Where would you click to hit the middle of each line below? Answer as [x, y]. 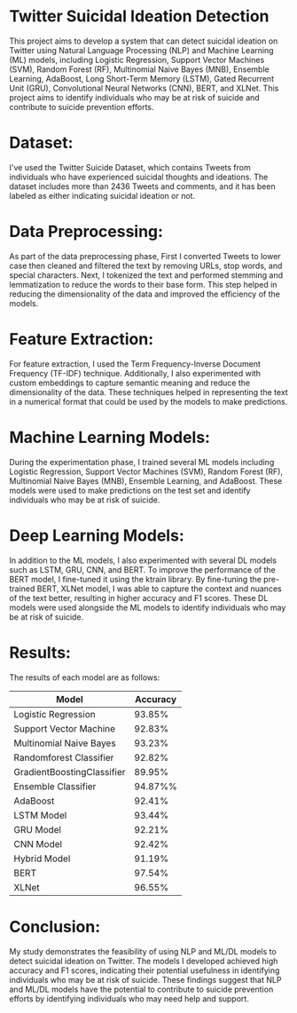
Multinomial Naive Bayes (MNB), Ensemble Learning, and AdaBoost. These [146, 480]
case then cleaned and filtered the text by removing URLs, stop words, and [146, 265]
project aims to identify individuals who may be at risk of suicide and [134, 97]
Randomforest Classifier [64, 757]
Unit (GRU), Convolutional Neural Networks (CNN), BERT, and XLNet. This [144, 88]
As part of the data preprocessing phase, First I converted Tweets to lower [145, 256]
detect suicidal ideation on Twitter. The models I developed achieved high [144, 961]
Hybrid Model [42, 859]
